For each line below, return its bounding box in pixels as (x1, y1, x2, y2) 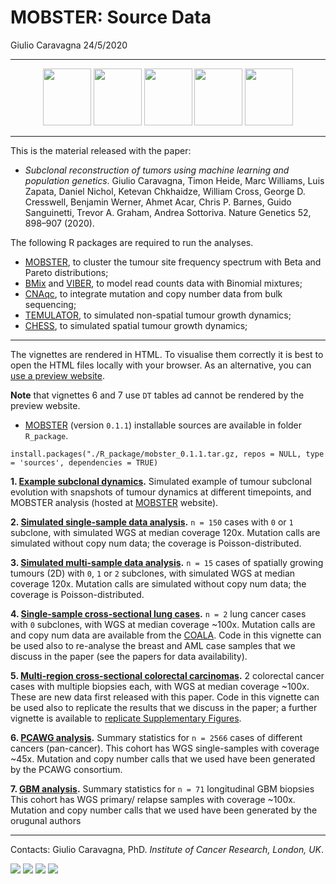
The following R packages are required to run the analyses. (10, 236, 254, 248)
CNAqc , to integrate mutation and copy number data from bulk (24, 287, 283, 300)
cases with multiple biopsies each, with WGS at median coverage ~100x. (10, 680, 310, 692)
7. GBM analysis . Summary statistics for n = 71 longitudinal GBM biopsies (10, 782, 315, 795)
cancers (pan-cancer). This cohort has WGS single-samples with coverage (10, 742, 320, 754)
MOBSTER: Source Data (10, 6, 212, 29)
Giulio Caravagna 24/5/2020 (10, 39, 128, 51)
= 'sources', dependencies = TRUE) (10, 457, 159, 468)
